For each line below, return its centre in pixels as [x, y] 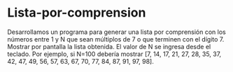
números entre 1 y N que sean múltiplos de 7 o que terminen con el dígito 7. [116, 39]
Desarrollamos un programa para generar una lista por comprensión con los [116, 32]
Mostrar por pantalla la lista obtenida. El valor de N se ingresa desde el [109, 46]
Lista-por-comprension [77, 13]
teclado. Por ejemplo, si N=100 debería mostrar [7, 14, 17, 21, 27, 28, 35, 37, [114, 54]
